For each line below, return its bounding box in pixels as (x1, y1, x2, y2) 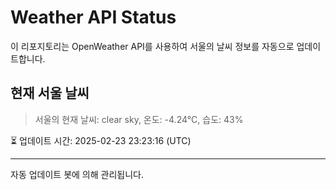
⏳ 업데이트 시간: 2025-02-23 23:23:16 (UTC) (10, 134, 192, 146)
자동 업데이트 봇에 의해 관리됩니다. (10, 168, 144, 180)
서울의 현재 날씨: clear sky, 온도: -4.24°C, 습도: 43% (34, 113, 244, 125)
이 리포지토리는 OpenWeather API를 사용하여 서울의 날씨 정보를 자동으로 (10, 40, 295, 52)
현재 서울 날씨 (10, 85, 90, 102)
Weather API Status (10, 6, 177, 29)
